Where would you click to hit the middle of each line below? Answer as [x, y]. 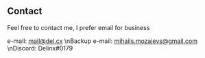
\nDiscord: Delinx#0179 [40, 48]
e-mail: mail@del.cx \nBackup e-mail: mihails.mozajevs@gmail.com [102, 41]
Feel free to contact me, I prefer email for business [79, 27]
